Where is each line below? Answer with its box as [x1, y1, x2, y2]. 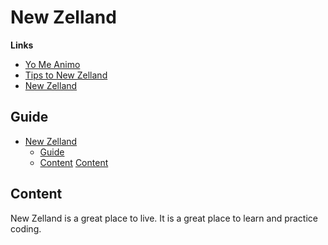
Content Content [39, 156, 109, 168]
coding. [10, 222, 42, 235]
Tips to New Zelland [24, 69, 108, 81]
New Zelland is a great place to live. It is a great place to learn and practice [10, 212, 318, 224]
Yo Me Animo [24, 58, 81, 70]
